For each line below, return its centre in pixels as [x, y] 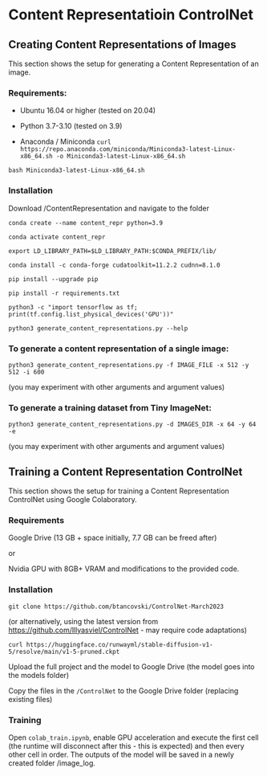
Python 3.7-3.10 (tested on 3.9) [71, 126]
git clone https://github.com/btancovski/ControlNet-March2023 [116, 607]
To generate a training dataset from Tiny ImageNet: [110, 407]
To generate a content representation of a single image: [119, 349]
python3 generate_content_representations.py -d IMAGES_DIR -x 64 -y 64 [132, 425]
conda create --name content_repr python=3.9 [85, 223]
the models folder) [39, 675]
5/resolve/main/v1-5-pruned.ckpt [64, 651]
